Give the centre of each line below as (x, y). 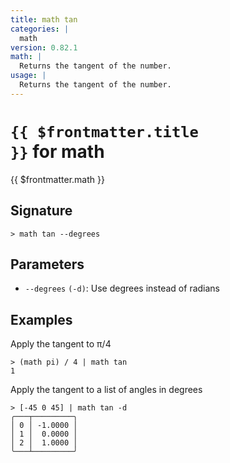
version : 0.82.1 (44, 47)
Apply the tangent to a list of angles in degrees (106, 390)
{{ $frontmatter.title (104, 131)
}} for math (57, 151)
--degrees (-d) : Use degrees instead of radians (122, 288)
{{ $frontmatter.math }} (57, 179)
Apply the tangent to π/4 (61, 344)
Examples (41, 319)
